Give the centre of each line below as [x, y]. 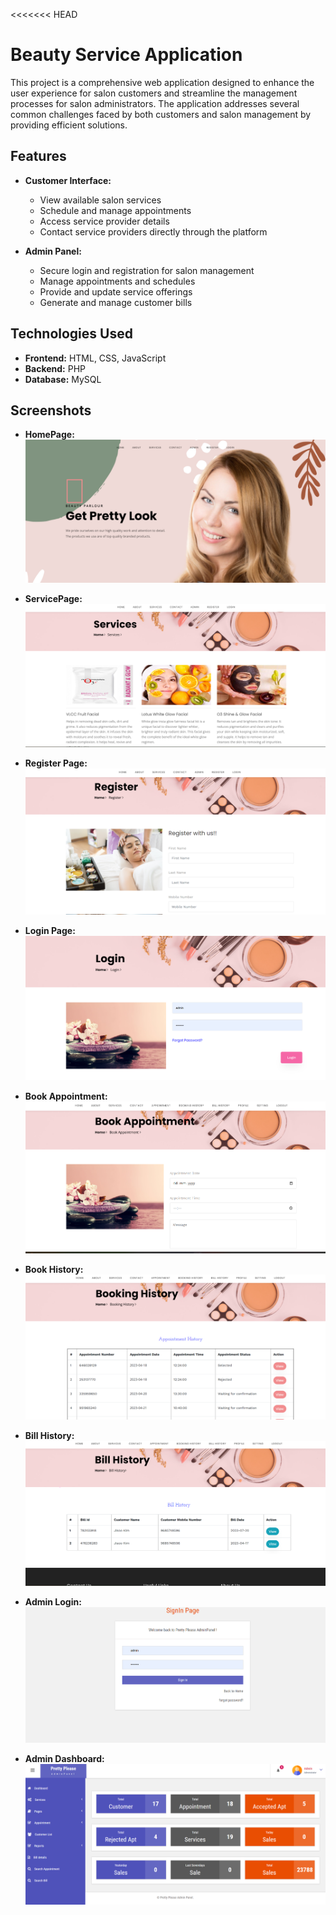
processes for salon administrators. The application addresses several [155, 103]
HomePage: [49, 435]
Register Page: [56, 763]
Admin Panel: [53, 251]
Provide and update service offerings [116, 291]
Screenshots [51, 410]
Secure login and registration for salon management [147, 270]
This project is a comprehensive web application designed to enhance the [162, 82]
